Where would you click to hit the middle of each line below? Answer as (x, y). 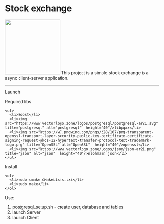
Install (11, 166)
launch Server (26, 212)
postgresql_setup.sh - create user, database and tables (68, 207)
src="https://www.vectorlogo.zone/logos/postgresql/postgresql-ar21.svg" (82, 123)
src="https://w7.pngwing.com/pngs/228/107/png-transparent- (91, 132)
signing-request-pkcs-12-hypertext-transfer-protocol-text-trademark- (78, 140)
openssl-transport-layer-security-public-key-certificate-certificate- (79, 136)
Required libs (18, 101)
